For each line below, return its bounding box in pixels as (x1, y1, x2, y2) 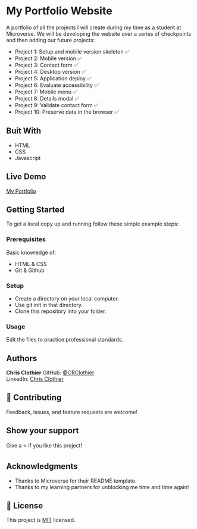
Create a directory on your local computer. (14, 295, 119, 302)
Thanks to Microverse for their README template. (14, 477, 137, 484)
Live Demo (6, 171, 46, 182)
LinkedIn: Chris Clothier (6, 375, 64, 383)
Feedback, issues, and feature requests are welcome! (6, 408, 138, 415)
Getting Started (6, 204, 65, 215)
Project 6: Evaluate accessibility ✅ (14, 82, 99, 89)
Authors (6, 353, 37, 364)
